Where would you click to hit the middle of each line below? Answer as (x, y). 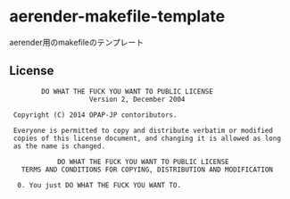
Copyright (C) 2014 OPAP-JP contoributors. (95, 115)
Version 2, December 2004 (137, 99)
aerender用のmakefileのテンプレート (77, 42)
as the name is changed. (59, 146)
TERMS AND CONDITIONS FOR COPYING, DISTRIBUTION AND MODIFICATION (147, 170)
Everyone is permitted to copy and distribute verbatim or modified (143, 130)
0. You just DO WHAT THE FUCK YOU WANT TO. (99, 185)
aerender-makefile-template (117, 17)
